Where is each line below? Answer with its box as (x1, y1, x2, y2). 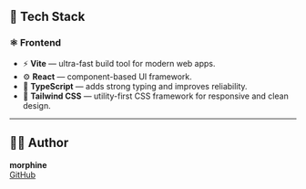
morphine (9, 159, 47, 170)
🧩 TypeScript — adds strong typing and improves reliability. (22, 80, 248, 91)
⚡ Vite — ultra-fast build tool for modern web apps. (22, 58, 216, 68)
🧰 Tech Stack (9, 9, 86, 25)
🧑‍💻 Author (9, 135, 69, 151)
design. (22, 100, 52, 110)
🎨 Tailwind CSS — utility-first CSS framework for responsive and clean (22, 90, 289, 101)
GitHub (9, 169, 36, 180)
